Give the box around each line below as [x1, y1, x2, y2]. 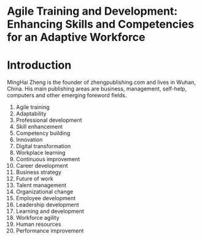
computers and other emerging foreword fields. [7, 92, 127, 99]
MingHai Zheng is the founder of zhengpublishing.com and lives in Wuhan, [7, 78, 196, 86]
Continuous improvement [15, 156, 80, 163]
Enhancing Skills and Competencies [7, 17, 195, 31]
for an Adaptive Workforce [7, 31, 146, 44]
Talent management [15, 182, 67, 189]
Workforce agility [15, 214, 60, 222]
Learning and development [15, 208, 85, 215]
